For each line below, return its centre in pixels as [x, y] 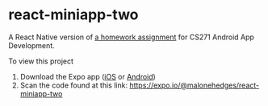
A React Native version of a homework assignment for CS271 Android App [131, 37]
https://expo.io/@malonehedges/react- [194, 85]
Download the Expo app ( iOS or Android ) [88, 76]
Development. [31, 45]
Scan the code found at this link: [73, 85]
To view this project [41, 61]
